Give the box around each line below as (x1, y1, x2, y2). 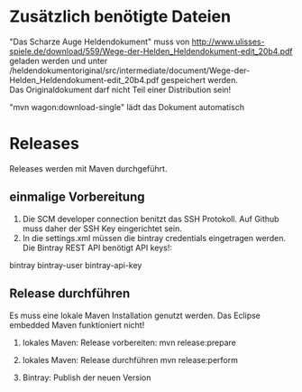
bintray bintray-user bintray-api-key (9, 259, 142, 270)
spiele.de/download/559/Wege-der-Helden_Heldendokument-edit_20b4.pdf (9, 45, 293, 56)
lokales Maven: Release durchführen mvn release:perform (22, 354, 239, 365)
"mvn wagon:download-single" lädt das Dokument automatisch (9, 101, 245, 112)
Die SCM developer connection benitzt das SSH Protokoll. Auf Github (22, 213, 279, 224)
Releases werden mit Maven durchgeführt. (9, 163, 168, 173)
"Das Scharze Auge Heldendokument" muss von (9, 36, 190, 47)
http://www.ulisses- (191, 36, 265, 47)
